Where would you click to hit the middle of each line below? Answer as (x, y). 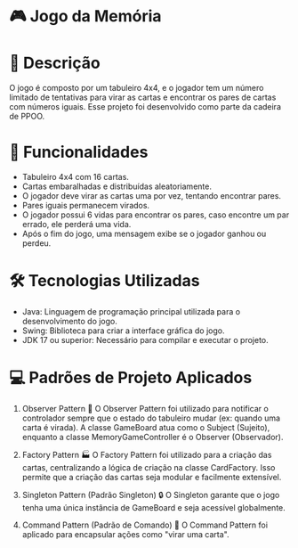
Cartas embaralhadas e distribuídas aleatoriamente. (117, 186)
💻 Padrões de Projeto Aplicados (131, 378)
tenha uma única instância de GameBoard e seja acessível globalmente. (154, 507)
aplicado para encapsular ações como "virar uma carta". (125, 534)
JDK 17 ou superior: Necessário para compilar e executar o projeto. (145, 340)
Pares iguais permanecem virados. (85, 206)
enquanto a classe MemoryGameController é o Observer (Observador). (153, 437)
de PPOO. (27, 117)
